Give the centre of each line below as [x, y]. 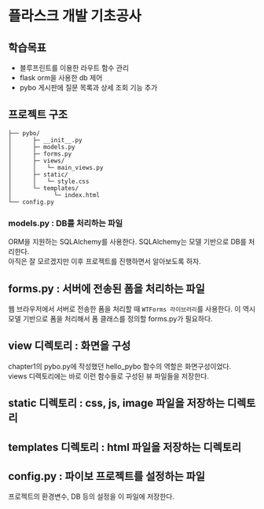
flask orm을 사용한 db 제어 [61, 78]
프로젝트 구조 [38, 115]
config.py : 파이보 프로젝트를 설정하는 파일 [107, 476]
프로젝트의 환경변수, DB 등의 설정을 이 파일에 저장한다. [92, 496]
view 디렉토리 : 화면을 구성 [70, 346]
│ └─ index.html [54, 195]
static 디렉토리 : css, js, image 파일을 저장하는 [117, 403]
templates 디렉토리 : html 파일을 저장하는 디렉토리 [125, 447]
